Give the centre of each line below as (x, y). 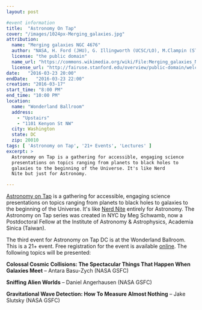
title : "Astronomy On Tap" (41, 28)
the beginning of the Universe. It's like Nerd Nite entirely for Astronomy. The (100, 209)
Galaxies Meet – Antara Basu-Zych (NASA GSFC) (68, 271)
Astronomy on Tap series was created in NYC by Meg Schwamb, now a (95, 215)
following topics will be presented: (49, 253)
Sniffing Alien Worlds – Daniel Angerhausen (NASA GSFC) (79, 282)
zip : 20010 (25, 140)
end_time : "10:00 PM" (33, 96)
